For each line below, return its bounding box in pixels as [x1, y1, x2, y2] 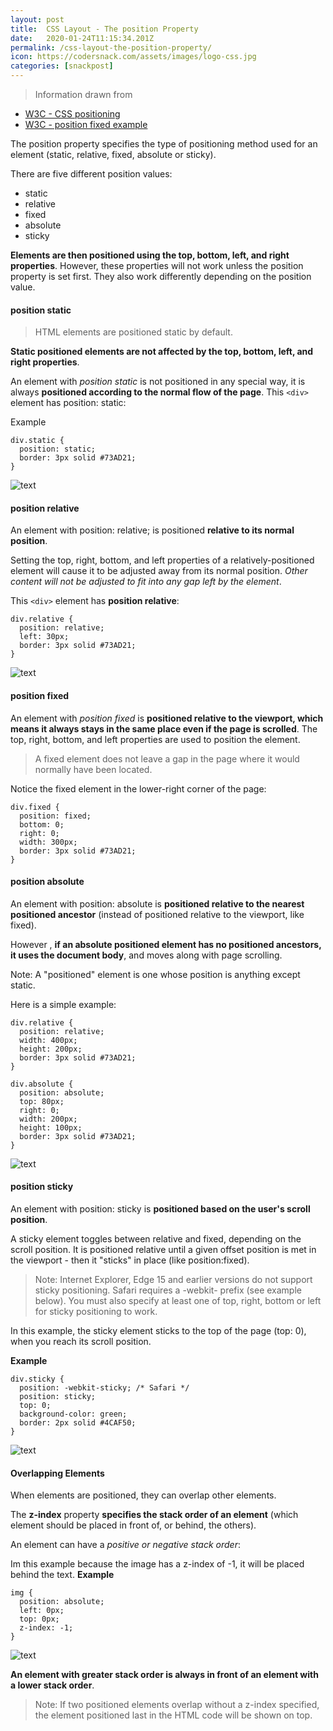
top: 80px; [19, 1096, 65, 1106]
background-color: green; [19, 1409, 128, 1420]
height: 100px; [19, 1122, 83, 1133]
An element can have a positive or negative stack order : [10, 1539, 241, 1551]
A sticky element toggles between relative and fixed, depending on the [10, 1233, 302, 1245]
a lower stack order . [10, 1679, 95, 1691]
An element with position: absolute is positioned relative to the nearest [10, 897, 305, 910]
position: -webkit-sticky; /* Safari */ [19, 1383, 190, 1393]
